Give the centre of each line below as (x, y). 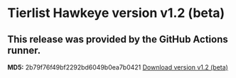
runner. (24, 50)
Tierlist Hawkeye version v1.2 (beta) (116, 13)
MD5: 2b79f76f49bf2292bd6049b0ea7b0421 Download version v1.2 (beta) (118, 67)
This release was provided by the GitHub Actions (118, 39)
